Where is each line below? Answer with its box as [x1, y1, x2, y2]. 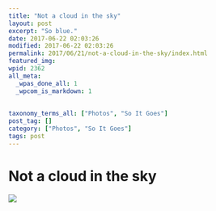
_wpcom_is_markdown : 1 [15, 87, 92, 95]
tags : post [8, 132, 45, 140]
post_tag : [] [8, 117, 53, 125]
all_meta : [8, 72, 42, 80]
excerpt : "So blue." [8, 27, 78, 35]
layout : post [8, 19, 53, 27]
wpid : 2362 [8, 65, 45, 73]
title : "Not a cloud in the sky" [8, 11, 121, 20]
